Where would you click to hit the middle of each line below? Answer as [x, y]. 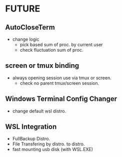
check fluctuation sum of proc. [51, 50]
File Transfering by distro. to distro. [48, 144]
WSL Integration [31, 127]
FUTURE [23, 9]
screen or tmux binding [42, 66]
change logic [26, 39]
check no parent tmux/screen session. [59, 83]
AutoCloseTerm [30, 27]
